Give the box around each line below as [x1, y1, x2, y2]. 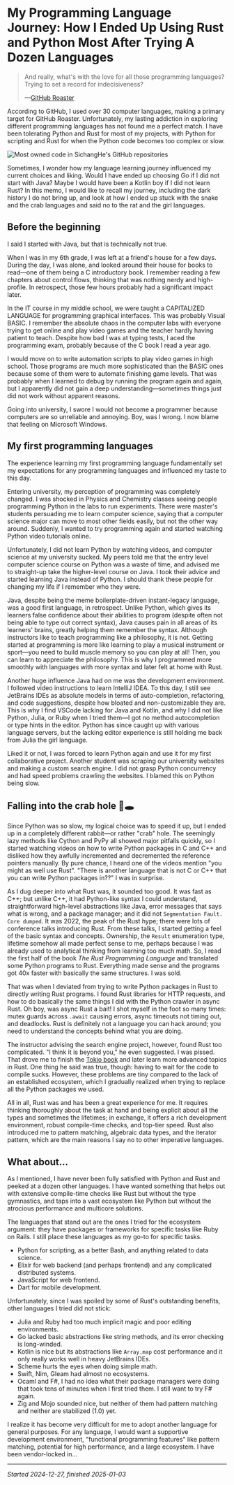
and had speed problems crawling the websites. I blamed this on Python [7, 771, 214, 780]
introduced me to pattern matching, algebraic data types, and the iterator [7, 1128, 217, 1136]
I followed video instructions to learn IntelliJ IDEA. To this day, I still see [7, 683, 211, 692]
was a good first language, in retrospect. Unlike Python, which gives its [7, 603, 211, 612]
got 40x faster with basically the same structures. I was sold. [7, 969, 182, 977]
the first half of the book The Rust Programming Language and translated [7, 954, 218, 963]
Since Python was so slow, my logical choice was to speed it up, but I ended [7, 822, 226, 831]
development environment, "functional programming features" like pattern [7, 1435, 220, 1444]
